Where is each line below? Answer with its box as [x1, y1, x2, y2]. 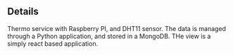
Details [7, 6, 39, 18]
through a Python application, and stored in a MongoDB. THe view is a [7, 32, 211, 40]
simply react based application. [7, 39, 99, 48]
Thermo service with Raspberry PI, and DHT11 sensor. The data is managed [7, 24, 227, 32]
